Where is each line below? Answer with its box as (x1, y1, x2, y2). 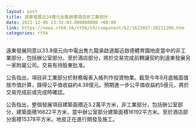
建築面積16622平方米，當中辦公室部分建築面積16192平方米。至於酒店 (16, 109, 183, 116)
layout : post (6, 8, 38, 15)
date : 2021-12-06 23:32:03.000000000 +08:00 (6, 19, 116, 25)
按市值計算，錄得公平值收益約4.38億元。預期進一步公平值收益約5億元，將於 (6, 81, 189, 88)
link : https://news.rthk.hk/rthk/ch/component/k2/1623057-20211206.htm (6, 25, 184, 31)
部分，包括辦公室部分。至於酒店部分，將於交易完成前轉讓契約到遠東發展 (11, 54, 185, 61)
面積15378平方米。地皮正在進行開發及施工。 (11, 116, 118, 123)
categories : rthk (6, 30, 49, 36)
